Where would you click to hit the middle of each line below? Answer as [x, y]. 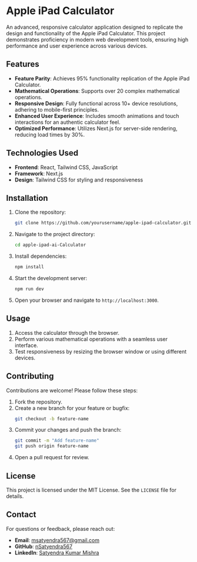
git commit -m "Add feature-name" [57, 441]
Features [23, 64]
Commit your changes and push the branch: [68, 430]
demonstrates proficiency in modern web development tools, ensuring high [97, 39]
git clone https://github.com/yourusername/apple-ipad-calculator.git [103, 223]
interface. [26, 345]
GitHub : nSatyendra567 [43, 546]
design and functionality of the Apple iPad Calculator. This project [86, 33]
